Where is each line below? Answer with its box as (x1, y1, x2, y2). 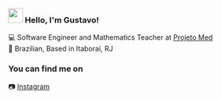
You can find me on (8, 63, 83, 74)
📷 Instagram (8, 82, 50, 91)
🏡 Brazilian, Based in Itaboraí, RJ (8, 44, 114, 54)
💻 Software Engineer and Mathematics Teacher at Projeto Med (8, 33, 213, 42)
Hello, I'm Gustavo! (24, 14, 100, 25)
